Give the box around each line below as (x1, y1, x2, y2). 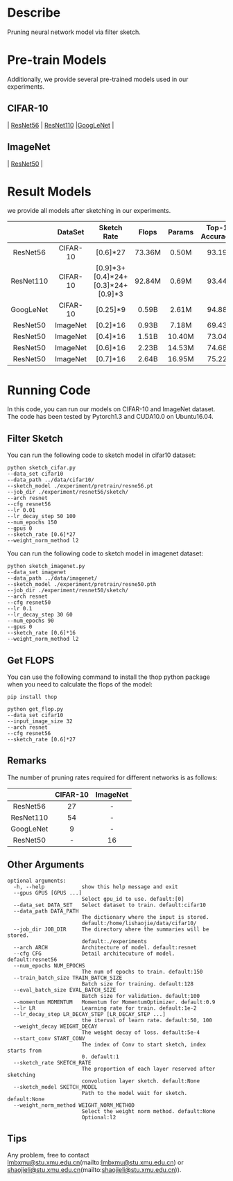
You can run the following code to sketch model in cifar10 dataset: (7, 451, 196, 459)
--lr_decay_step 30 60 (7, 612, 73, 619)
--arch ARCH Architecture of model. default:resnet (13, 944, 197, 951)
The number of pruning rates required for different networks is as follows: (7, 773, 218, 782)
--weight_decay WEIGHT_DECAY (13, 1023, 98, 1030)
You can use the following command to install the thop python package (7, 673, 210, 681)
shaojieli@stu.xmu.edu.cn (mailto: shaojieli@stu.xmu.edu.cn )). (7, 1166, 182, 1174)
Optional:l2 (81, 1114, 116, 1121)
